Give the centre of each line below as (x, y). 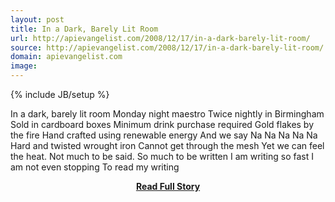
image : (24, 66)
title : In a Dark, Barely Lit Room (84, 29)
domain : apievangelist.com (66, 57)
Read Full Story (168, 186)
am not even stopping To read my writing (95, 167)
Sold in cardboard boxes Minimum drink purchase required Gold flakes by (162, 124)
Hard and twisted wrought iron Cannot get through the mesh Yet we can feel (167, 145)
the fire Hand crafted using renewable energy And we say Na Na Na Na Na (164, 135)
